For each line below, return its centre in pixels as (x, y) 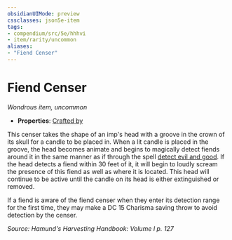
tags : (15, 27)
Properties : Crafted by (50, 121)
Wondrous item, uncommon (47, 107)
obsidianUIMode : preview (43, 14)
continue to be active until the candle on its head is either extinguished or (113, 179)
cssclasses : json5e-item (43, 20)
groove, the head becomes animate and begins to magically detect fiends (114, 149)
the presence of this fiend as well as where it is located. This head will (108, 171)
